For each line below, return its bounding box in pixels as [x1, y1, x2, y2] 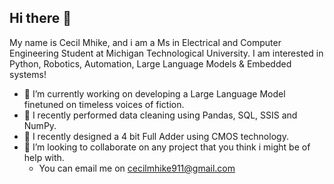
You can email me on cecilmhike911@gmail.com [38, 162, 236, 174]
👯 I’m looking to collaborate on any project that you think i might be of [23, 141, 311, 153]
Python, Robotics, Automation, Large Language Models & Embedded [9, 57, 292, 70]
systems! [9, 68, 47, 80]
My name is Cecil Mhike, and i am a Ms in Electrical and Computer [9, 36, 282, 48]
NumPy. [23, 119, 57, 131]
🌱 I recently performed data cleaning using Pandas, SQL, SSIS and [23, 109, 298, 121]
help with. [23, 151, 65, 163]
